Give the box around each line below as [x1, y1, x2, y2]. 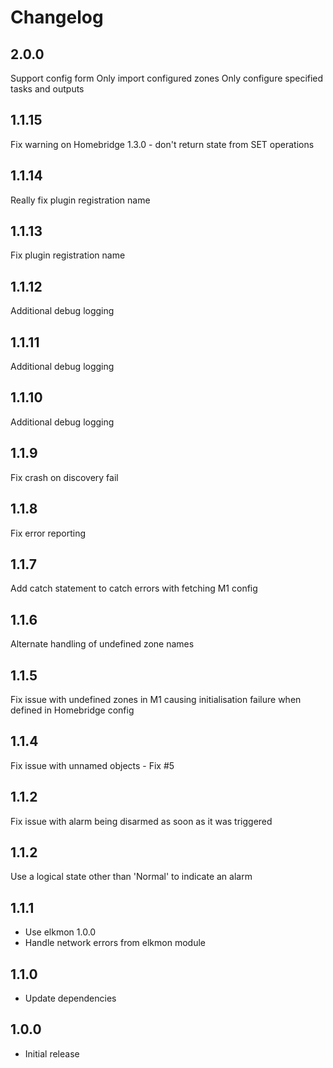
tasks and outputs [10, 83, 85, 95]
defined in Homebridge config [10, 704, 135, 716]
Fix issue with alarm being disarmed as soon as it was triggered [10, 815, 273, 827]
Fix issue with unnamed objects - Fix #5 [10, 759, 175, 771]
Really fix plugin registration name [10, 194, 151, 206]
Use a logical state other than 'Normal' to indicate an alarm [10, 871, 253, 883]
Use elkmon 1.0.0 [24, 926, 97, 938]
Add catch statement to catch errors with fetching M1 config [10, 582, 258, 595]
